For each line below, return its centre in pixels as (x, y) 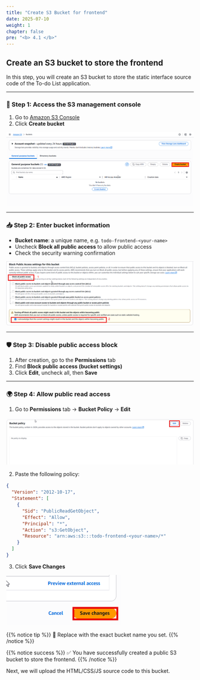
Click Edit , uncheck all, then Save (56, 373)
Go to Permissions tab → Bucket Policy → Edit (73, 409)
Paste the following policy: (47, 474)
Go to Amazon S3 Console (47, 118)
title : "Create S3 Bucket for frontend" (57, 13)
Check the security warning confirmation (65, 253)
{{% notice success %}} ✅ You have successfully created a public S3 (91, 653)
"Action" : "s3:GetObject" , (55, 530)
